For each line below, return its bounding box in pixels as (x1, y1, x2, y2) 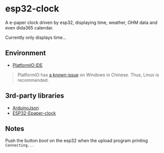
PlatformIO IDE (12, 62, 43, 68)
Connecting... (5, 143, 35, 148)
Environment (5, 49, 46, 57)
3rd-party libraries (5, 92, 64, 100)
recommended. (17, 77, 49, 83)
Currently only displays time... (5, 34, 66, 40)
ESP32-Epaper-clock (12, 110, 56, 116)
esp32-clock (5, 3, 59, 14)
